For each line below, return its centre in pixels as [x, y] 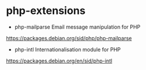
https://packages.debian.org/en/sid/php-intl [59, 61]
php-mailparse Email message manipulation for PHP [77, 27]
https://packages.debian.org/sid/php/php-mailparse [69, 38]
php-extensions [46, 11]
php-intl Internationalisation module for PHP [68, 49]
